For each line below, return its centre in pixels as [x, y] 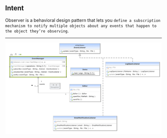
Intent [14, 8]
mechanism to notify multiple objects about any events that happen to [81, 26]
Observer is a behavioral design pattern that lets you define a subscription [83, 20]
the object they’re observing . [37, 31]
